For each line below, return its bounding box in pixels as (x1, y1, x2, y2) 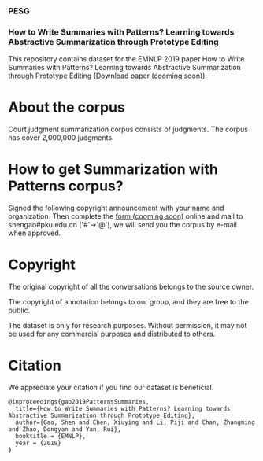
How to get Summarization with (8, 160, 218, 179)
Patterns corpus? (8, 177, 124, 195)
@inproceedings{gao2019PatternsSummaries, (8, 397, 150, 406)
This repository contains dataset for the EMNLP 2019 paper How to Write (8, 54, 245, 64)
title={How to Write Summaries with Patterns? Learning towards (15, 404, 231, 412)
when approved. (8, 228, 61, 238)
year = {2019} (15, 439, 61, 447)
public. (8, 305, 31, 315)
